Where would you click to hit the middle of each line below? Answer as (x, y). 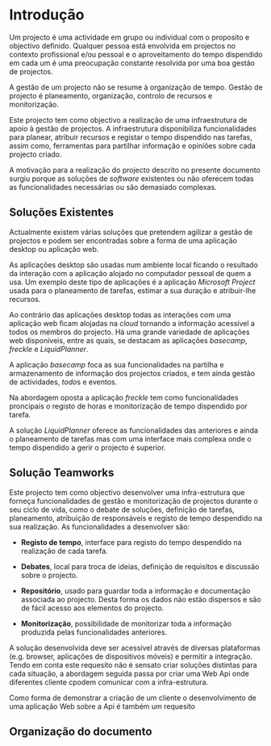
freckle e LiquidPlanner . (49, 349)
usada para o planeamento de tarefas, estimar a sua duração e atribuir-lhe (133, 290)
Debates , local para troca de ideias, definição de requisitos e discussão (140, 566)
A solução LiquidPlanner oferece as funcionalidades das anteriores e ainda (134, 430)
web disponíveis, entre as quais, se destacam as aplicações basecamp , (128, 340)
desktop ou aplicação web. (54, 249)
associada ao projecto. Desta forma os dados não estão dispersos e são (141, 599)
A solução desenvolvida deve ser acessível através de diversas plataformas (135, 648)
